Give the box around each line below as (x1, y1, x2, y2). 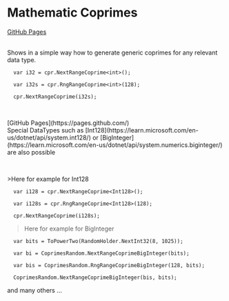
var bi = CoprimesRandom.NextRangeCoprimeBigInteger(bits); (13, 250, 190, 257)
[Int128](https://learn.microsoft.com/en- (85, 126, 199, 134)
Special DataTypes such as (7, 126, 84, 134)
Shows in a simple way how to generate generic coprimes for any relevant (7, 48, 218, 57)
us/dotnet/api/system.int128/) (7, 133, 92, 142)
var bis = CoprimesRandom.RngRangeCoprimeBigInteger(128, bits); (13, 262, 206, 269)
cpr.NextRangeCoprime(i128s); (13, 212, 100, 219)
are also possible (7, 148, 56, 156)
